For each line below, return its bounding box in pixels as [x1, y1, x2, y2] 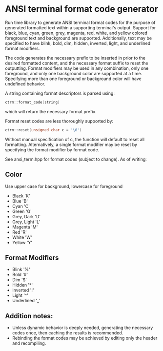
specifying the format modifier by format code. [5, 146, 100, 152]
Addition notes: [5, 311, 53, 320]
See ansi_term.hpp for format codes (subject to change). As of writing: [5, 156, 147, 162]
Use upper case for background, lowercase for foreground [5, 183, 123, 189]
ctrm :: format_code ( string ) [5, 100, 60, 104]
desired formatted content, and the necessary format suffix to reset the [5, 60, 148, 66]
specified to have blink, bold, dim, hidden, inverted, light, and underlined [5, 40, 151, 46]
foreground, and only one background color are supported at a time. [5, 70, 143, 76]
